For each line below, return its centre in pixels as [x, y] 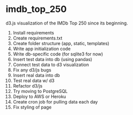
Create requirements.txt [38, 38]
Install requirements [33, 32]
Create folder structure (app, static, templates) [61, 43]
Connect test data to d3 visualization [51, 64]
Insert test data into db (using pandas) [52, 59]
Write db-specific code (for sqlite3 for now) [58, 54]
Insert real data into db [36, 75]
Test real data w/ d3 [34, 80]
